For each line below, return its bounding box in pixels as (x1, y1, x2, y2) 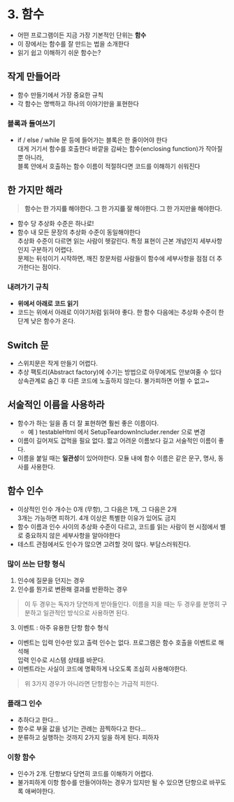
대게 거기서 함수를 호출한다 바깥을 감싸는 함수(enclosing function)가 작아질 (17, 145, 223, 153)
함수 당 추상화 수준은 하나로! (17, 219, 94, 227)
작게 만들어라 (7, 71, 61, 83)
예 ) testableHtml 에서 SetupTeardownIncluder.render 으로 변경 (27, 427, 206, 436)
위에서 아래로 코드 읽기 (17, 299, 79, 308)
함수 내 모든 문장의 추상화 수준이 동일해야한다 (17, 228, 141, 236)
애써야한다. (24, 787, 56, 796)
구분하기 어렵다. (30, 245, 74, 254)
